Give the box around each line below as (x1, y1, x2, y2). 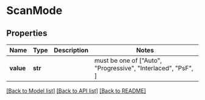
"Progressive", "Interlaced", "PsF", (94, 64, 193, 72)
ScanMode (6, 4, 63, 18)
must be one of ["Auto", (94, 56, 162, 65)
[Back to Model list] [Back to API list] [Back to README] (6, 87, 146, 95)
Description (54, 46, 88, 54)
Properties (6, 28, 48, 38)
